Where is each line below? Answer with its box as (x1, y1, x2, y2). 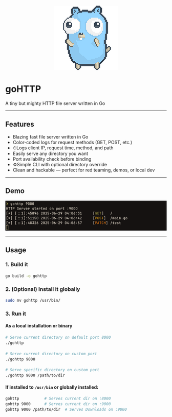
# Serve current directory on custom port (5, 351, 97, 356)
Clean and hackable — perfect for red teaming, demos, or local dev (12, 167, 155, 173)
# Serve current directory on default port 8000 (5, 335, 111, 340)
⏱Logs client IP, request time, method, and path (12, 145, 114, 151)
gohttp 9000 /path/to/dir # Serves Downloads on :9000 (5, 407, 127, 412)
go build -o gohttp (5, 273, 47, 279)
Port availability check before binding (12, 155, 92, 162)
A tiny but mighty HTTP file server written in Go (5, 100, 105, 106)
